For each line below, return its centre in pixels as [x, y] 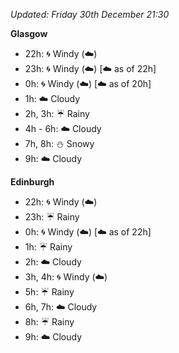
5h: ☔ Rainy [49, 292]
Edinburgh [32, 182]
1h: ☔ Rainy [48, 247]
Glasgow [29, 33]
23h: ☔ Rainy [52, 217]
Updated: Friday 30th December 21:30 [90, 14]
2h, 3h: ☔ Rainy [57, 113]
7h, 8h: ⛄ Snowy [59, 143]
